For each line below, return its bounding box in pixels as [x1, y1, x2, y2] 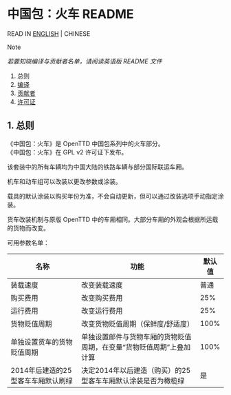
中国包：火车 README [7, 6, 134, 22]
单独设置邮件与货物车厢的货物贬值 [81, 332, 192, 341]
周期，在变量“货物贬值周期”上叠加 [81, 342, 191, 352]
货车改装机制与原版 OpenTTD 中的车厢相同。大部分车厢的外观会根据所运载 [7, 215, 219, 223]
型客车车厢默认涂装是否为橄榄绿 [81, 376, 185, 385]
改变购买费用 [81, 293, 123, 303]
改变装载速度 [81, 280, 123, 290]
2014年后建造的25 [10, 365, 72, 375]
